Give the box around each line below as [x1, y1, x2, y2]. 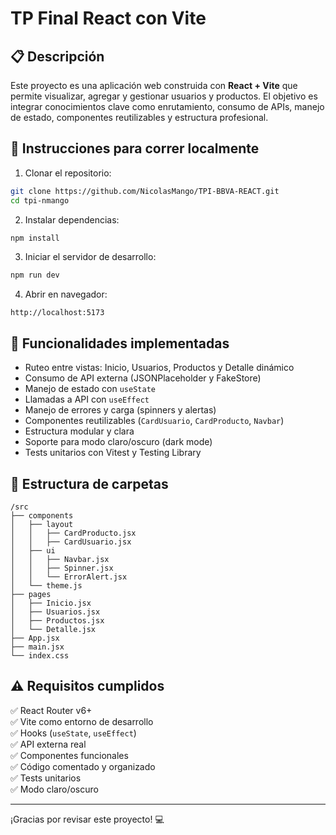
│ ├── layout [10, 519, 74, 529]
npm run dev [10, 270, 60, 281]
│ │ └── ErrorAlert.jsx [10, 572, 128, 582]
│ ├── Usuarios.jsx [10, 607, 101, 617]
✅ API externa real [10, 738, 87, 750]
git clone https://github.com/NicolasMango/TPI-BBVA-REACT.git [10, 186, 280, 196]
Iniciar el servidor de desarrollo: [24, 251, 157, 263]
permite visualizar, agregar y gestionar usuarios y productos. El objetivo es [10, 90, 318, 102]
